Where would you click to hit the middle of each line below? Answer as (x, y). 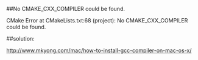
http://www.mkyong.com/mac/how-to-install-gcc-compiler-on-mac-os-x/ (99, 50)
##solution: (20, 38)
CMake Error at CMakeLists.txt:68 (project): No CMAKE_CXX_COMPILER (97, 20)
